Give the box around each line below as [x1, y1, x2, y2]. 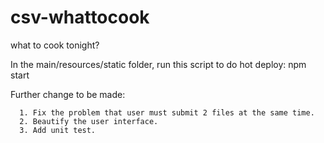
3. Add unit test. [19, 125, 97, 135]
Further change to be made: [10, 88, 126, 100]
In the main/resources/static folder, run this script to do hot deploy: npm [10, 58, 307, 70]
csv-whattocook [10, 6, 150, 29]
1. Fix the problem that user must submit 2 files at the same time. [19, 107, 315, 118]
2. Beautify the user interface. [19, 116, 159, 126]
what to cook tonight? [10, 39, 100, 51]
